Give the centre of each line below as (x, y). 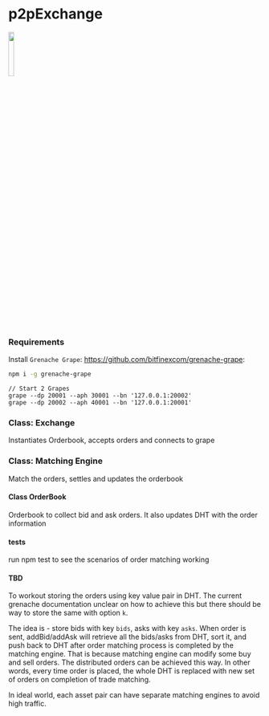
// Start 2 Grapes (39, 389)
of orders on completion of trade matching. (79, 680)
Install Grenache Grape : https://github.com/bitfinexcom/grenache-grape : (127, 360)
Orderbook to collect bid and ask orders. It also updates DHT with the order (133, 515)
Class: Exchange (42, 423)
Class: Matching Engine (55, 461)
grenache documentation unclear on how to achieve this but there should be (135, 604)
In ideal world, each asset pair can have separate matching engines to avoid (134, 695)
